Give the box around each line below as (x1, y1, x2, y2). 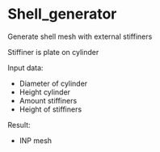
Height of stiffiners (19, 104, 82, 114)
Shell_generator (7, 5, 117, 23)
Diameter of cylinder (19, 78, 88, 88)
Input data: (7, 62, 44, 73)
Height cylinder (19, 87, 70, 97)
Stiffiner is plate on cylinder (7, 47, 99, 57)
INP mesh (19, 135, 53, 146)
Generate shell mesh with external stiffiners (7, 32, 153, 41)
